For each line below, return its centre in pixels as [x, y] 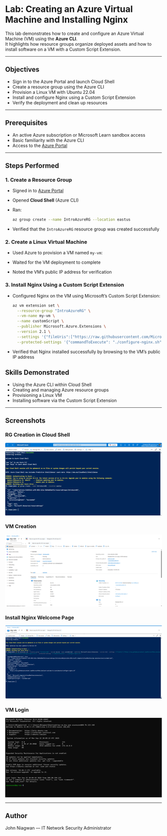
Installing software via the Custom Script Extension [64, 400]
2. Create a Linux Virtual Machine [46, 242]
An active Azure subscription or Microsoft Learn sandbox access [79, 135]
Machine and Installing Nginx [67, 20]
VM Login [17, 710]
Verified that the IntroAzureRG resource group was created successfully [86, 229]
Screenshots [25, 420]
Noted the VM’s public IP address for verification [62, 272]
